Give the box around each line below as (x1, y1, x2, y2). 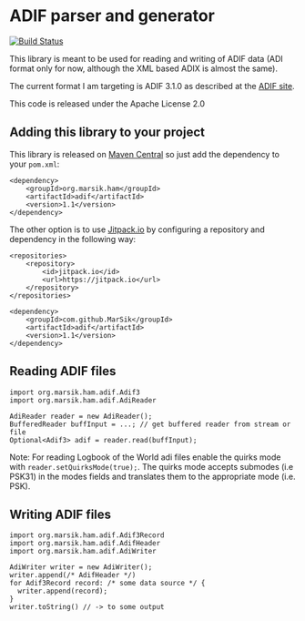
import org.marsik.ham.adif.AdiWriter (9, 547, 157, 556)
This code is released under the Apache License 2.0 (9, 97, 205, 109)
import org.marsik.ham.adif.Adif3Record (9, 531, 166, 540)
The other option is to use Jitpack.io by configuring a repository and (9, 224, 266, 235)
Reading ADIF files (9, 363, 117, 379)
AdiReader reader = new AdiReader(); (9, 412, 153, 421)
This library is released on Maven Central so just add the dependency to (9, 148, 280, 159)
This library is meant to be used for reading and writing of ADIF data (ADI (9, 53, 284, 64)
